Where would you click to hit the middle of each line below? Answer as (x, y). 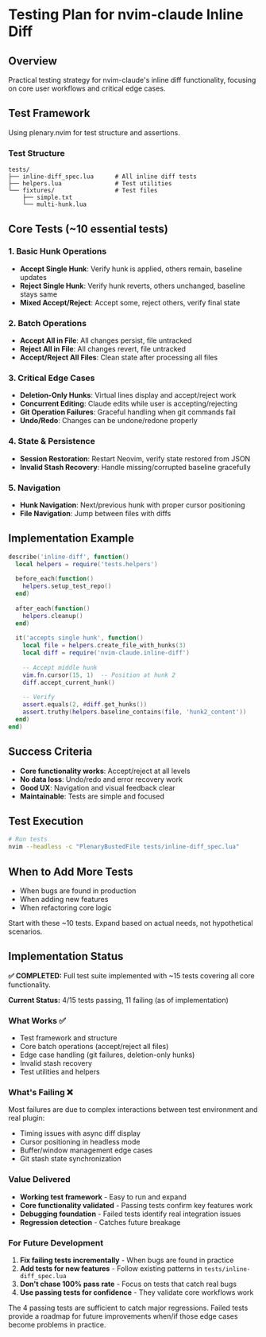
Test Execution (46, 821)
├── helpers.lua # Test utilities (90, 184)
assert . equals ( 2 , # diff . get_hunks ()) (85, 705)
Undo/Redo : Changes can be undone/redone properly (109, 421)
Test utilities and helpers (60, 1072)
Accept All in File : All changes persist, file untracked (106, 340)
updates (33, 277)
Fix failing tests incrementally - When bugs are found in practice (127, 1260)
